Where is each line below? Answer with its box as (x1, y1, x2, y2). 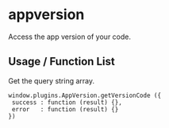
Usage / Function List (8, 55, 115, 68)
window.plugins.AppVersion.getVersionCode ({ (8, 91, 161, 99)
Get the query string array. (8, 76, 95, 85)
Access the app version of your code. (8, 32, 131, 41)
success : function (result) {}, (11, 98, 123, 107)
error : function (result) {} (11, 105, 119, 113)
